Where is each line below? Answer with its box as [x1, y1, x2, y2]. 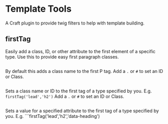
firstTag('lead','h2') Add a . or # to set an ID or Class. [5, 93, 125, 100]
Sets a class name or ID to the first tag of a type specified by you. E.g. [5, 88, 152, 94]
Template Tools [5, 3, 72, 15]
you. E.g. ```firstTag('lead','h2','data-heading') [5, 113, 100, 119]
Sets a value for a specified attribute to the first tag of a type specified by [5, 108, 159, 114]
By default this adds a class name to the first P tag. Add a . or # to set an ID [5, 68, 163, 74]
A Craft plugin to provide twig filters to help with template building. [5, 20, 145, 26]
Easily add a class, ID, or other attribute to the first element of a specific [5, 48, 156, 54]
